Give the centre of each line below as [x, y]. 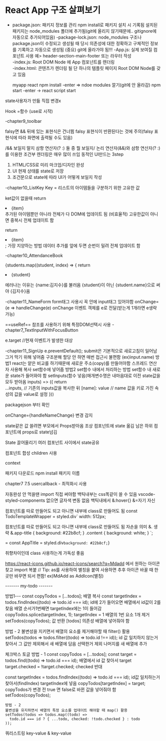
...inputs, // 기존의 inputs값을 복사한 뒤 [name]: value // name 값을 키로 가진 [80, 388]
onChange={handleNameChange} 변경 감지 [49, 415]
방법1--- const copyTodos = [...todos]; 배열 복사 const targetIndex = [73, 596]
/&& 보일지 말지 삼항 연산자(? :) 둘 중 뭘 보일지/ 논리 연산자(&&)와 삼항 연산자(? [81, 148]
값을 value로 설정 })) [34, 394]
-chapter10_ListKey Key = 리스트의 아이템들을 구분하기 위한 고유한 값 [72, 187]
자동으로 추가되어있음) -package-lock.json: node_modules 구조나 [77, 37]
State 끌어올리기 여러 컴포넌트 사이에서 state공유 [52, 442]
